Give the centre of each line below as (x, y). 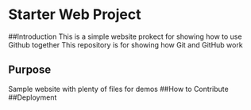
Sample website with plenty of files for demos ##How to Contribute (118, 89)
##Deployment (33, 97)
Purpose (30, 70)
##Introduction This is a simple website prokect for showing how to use (125, 36)
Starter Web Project (75, 15)
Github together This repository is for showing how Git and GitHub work (126, 44)
